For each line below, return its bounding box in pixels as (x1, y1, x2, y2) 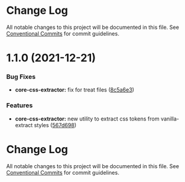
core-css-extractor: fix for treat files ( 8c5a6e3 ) (14, 86, 134, 93)
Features (6, 101, 33, 110)
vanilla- (160, 115, 180, 122)
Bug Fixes (6, 73, 36, 81)
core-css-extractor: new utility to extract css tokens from (14, 115, 160, 122)
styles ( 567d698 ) (34, 121, 77, 128)
